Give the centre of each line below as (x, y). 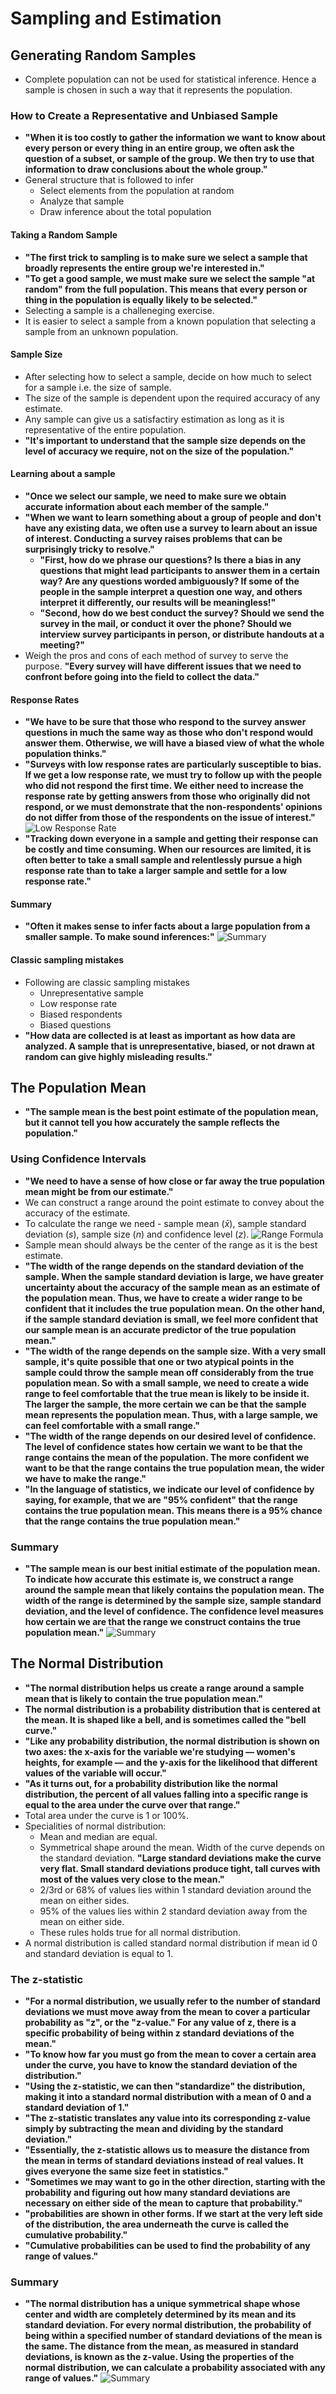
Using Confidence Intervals (78, 1159)
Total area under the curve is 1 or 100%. (106, 1815)
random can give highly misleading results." (118, 1056)
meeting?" (62, 644)
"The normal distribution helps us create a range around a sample (164, 1688)
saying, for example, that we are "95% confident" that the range (161, 1499)
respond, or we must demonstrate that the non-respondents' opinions (173, 807)
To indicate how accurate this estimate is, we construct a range (159, 1579)
